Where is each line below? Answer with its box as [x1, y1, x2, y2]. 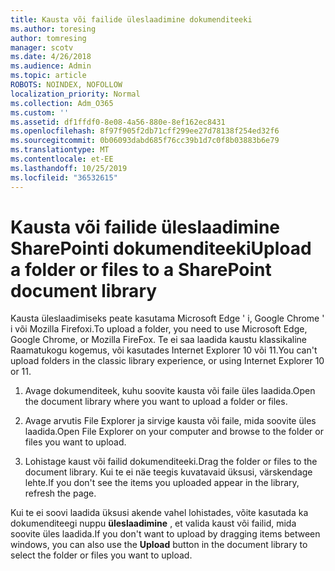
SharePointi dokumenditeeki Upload [10, 237, 312, 260]
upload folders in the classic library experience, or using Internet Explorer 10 [10, 355, 325, 367]
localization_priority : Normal [10, 89, 141, 99]
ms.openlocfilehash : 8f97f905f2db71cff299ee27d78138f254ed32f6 [10, 126, 280, 136]
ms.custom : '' [10, 107, 70, 118]
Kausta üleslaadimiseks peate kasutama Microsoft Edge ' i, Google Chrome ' [10, 312, 325, 325]
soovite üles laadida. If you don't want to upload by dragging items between [10, 528, 321, 540]
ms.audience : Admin [10, 61, 92, 71]
